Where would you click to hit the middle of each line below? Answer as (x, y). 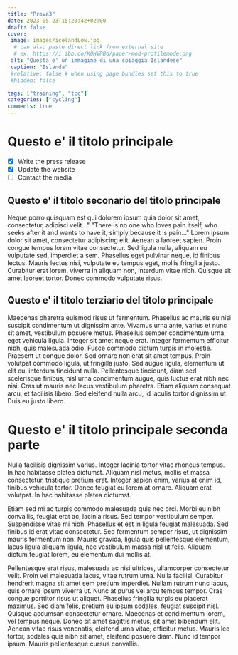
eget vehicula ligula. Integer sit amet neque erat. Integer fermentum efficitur (118, 340)
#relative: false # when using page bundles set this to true (104, 73)
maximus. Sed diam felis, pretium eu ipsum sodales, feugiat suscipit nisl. (113, 606)
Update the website (47, 169)
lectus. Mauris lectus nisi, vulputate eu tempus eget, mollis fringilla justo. (114, 263)
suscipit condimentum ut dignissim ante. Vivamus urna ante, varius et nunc (117, 325)
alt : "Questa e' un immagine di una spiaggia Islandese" (96, 61)
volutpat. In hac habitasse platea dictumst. (69, 495)
